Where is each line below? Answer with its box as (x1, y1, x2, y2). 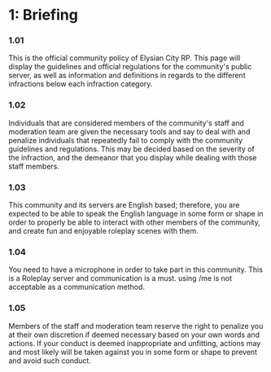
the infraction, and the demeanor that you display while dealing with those (8, 152, 257, 162)
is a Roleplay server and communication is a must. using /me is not (8, 274, 232, 283)
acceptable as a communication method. (8, 282, 145, 292)
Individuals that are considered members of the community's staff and (8, 118, 244, 128)
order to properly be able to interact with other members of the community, (8, 217, 260, 227)
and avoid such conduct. (8, 356, 92, 365)
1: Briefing (8, 6, 79, 24)
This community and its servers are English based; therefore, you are (8, 200, 240, 210)
